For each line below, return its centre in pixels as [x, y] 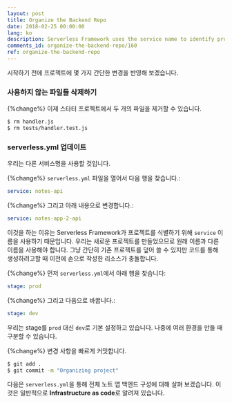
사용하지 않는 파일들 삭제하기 [52, 92]
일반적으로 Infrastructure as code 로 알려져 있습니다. [92, 393]
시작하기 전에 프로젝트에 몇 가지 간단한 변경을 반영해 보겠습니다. [93, 73]
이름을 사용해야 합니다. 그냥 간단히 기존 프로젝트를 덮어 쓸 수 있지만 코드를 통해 [113, 250]
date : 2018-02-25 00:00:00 [46, 26]
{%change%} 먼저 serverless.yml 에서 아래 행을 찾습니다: [87, 273]
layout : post [26, 13]
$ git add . [24, 364]
